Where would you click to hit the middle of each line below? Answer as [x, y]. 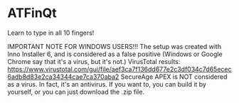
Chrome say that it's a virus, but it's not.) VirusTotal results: [94, 61]
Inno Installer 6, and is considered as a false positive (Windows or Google [115, 54]
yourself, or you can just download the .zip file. [76, 92]
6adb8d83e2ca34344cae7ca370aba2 [63, 77]
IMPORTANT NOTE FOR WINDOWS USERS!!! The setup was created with [115, 46]
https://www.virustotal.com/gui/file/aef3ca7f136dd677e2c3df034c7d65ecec [119, 69]
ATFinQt [32, 13]
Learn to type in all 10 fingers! [51, 33]
